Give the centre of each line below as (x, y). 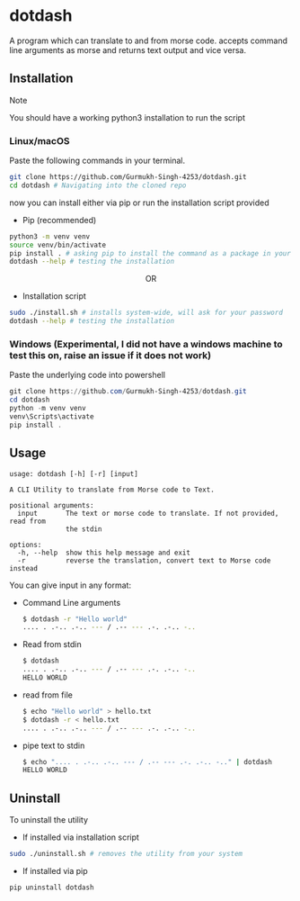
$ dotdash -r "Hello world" (75, 619)
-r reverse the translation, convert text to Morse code (144, 560)
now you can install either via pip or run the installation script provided (139, 203)
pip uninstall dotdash (52, 887)
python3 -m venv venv (50, 236)
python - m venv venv (48, 409)
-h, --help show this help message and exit (104, 553)
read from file (48, 695)
